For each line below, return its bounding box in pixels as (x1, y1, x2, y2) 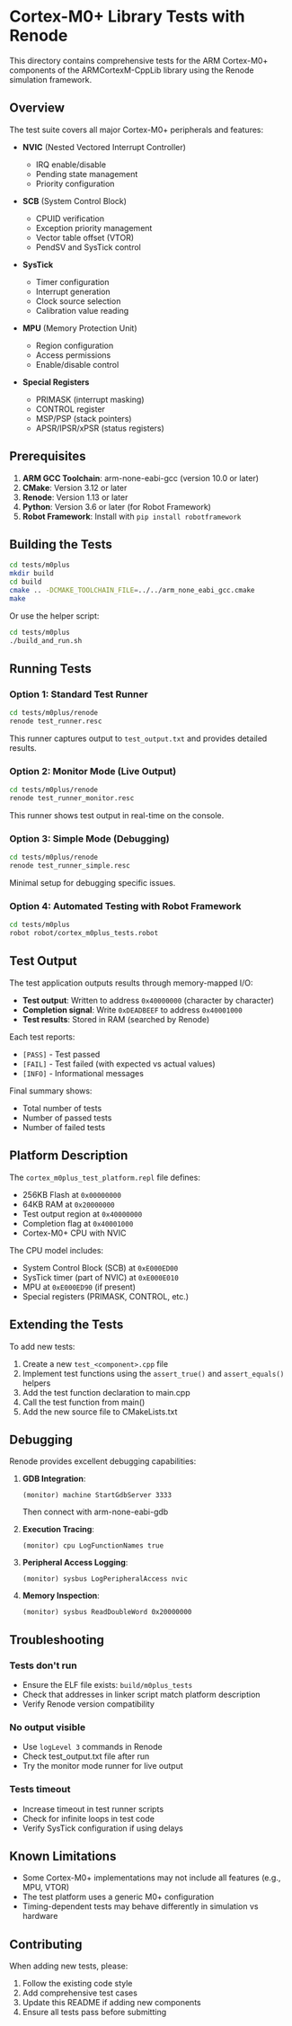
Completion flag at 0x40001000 (22, 1218, 134, 1228)
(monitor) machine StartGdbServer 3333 (22, 1491, 173, 1500)
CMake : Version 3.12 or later (22, 482, 128, 493)
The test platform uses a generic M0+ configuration (22, 1891, 215, 1903)
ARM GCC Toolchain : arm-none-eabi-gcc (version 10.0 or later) (22, 472, 259, 483)
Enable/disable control (35, 359, 119, 370)
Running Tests (9, 661, 92, 676)
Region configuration (35, 340, 114, 351)
